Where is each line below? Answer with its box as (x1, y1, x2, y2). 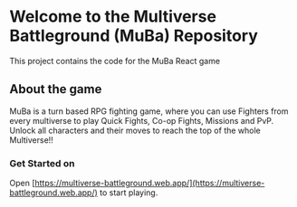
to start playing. (99, 187, 158, 198)
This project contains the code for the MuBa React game (9, 55, 220, 66)
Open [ (9, 178, 35, 189)
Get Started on (9, 156, 75, 169)
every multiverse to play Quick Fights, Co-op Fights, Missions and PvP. (9, 115, 274, 126)
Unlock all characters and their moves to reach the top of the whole (9, 125, 261, 136)
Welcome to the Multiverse (9, 6, 217, 27)
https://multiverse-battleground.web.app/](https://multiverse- (34, 178, 265, 189)
